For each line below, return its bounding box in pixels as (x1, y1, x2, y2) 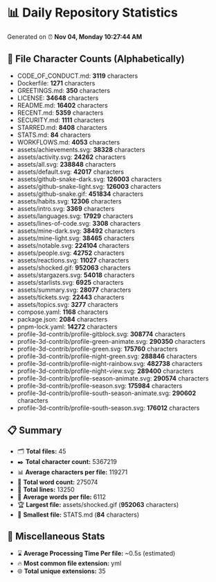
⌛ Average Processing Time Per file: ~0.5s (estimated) (17, 549, 176, 558)
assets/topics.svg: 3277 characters (17, 300, 119, 308)
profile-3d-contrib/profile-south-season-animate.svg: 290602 (17, 389, 197, 397)
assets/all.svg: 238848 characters (17, 160, 116, 168)
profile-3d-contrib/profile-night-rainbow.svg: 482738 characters (17, 359, 203, 367)
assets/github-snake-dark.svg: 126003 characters (17, 174, 162, 183)
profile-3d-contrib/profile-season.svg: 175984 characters (17, 381, 183, 390)
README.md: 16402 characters (17, 101, 109, 109)
